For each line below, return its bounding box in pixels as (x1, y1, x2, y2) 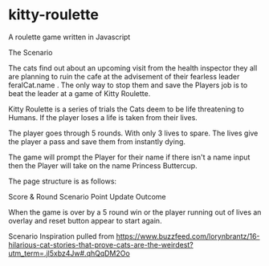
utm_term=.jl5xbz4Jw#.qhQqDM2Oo (8, 248, 130, 258)
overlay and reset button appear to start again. (8, 216, 162, 225)
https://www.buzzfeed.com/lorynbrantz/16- (116, 231, 260, 241)
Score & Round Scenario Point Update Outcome (8, 191, 166, 201)
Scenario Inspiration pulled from (8, 231, 115, 241)
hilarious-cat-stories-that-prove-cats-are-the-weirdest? (8, 240, 194, 249)
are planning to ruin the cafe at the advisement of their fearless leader (8, 71, 240, 81)
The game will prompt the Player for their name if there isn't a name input (8, 152, 251, 162)
